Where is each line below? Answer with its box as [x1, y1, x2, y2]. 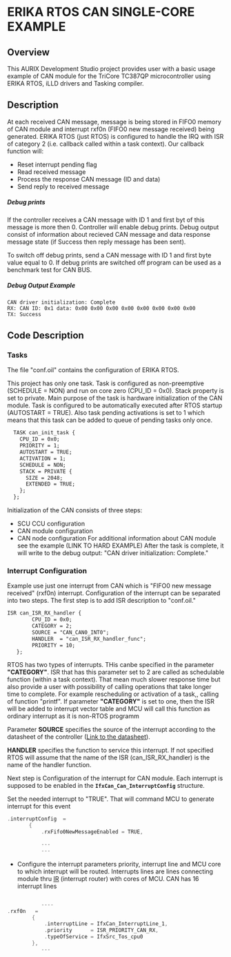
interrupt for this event [7, 802, 71, 811]
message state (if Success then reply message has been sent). [7, 238, 186, 246]
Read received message [17, 167, 86, 176]
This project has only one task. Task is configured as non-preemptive [7, 379, 205, 387]
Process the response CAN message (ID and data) [17, 175, 161, 183]
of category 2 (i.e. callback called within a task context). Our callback [7, 139, 205, 148]
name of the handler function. [7, 761, 92, 769]
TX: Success [7, 311, 41, 318]
